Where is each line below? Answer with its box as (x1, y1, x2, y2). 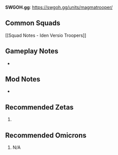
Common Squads (5, 19, 60, 27)
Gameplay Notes (5, 47, 59, 56)
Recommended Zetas (5, 103, 74, 112)
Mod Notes (5, 75, 41, 84)
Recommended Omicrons (5, 131, 87, 139)
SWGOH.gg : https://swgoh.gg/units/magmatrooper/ (5, 5, 113, 10)
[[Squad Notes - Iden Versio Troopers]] (5, 32, 86, 38)
